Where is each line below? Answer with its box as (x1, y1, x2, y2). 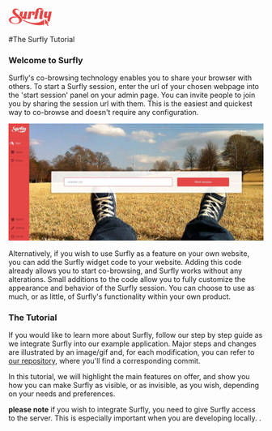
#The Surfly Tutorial (8, 35, 75, 44)
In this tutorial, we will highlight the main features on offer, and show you (8, 371, 250, 381)
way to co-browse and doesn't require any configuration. (8, 108, 199, 117)
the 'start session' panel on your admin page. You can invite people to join (8, 90, 256, 100)
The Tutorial (8, 312, 57, 323)
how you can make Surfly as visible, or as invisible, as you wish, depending (8, 380, 260, 390)
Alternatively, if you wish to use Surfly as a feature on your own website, (8, 248, 249, 258)
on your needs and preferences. (8, 389, 116, 399)
